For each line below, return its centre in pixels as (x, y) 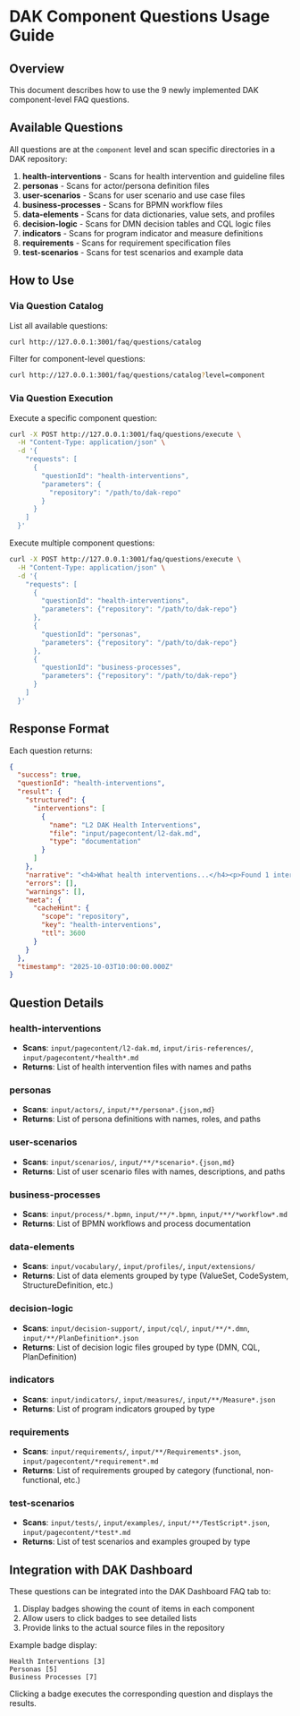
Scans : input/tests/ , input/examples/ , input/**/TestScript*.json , (146, 1523)
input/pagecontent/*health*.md (80, 1059)
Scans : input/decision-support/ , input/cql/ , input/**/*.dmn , (136, 1328)
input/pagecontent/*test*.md (76, 1533)
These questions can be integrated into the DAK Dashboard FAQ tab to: (140, 1592)
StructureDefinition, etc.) (67, 1285)
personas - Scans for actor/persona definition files (116, 185)
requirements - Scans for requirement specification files (126, 243)
